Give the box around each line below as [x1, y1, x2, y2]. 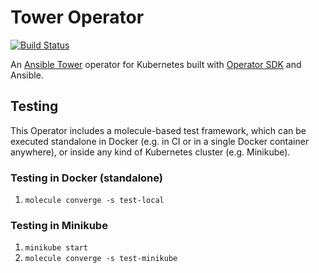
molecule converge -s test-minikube [24, 254, 178, 264]
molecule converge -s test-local [24, 196, 165, 206]
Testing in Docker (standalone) [10, 171, 163, 185]
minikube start [24, 243, 89, 253]
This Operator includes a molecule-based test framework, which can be [10, 124, 307, 136]
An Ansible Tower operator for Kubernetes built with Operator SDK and [10, 58, 302, 70]
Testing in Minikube [10, 218, 108, 232]
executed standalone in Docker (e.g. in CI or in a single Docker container [10, 135, 310, 147]
